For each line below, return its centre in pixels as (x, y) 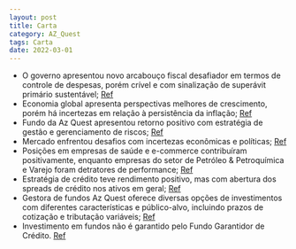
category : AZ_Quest (45, 34)
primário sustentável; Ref (68, 95)
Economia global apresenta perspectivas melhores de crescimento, (144, 104)
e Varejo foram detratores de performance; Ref (107, 170)
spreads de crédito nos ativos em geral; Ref (101, 189)
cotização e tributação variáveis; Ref (89, 217)
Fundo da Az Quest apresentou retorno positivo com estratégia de (142, 123)
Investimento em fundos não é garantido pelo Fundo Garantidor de (143, 226)
